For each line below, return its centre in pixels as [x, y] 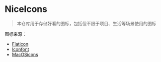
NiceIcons [26, 9]
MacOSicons [25, 54]
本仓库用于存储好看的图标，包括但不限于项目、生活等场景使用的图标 [86, 23]
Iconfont [20, 49]
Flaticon [20, 44]
